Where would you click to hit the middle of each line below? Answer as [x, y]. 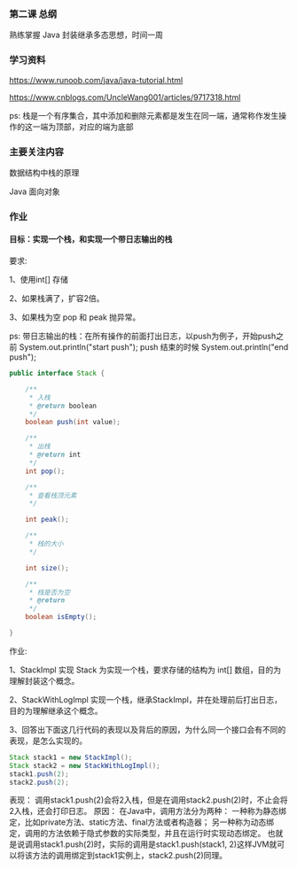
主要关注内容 [37, 151]
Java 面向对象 [35, 191]
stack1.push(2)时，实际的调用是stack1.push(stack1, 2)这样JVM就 [158, 844]
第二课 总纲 [33, 13]
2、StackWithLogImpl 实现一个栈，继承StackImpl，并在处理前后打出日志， [145, 699]
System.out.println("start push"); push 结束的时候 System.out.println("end [154, 347]
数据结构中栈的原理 [44, 172]
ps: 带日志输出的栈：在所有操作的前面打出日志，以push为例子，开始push [143, 336]
